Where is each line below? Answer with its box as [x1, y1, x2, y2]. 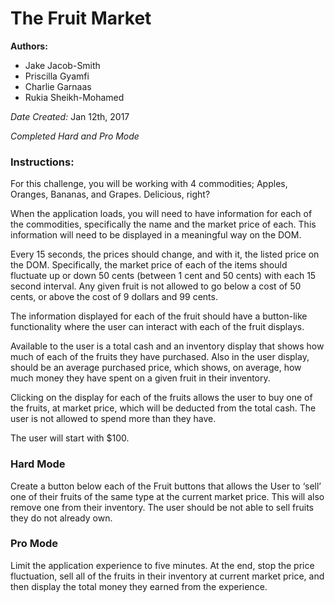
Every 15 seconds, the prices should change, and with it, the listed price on [10, 248, 320, 261]
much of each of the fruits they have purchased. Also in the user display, [10, 351, 310, 363]
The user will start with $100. [10, 432, 130, 444]
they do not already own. [10, 512, 113, 524]
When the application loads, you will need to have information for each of [10, 208, 313, 220]
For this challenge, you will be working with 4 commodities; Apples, [10, 178, 288, 190]
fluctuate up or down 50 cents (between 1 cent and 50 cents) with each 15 [10, 270, 317, 282]
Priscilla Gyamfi [24, 70, 90, 82]
